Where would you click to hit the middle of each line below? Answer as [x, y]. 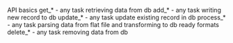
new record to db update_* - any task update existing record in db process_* [116, 17]
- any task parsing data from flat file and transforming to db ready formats [113, 25]
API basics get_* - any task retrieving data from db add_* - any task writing [114, 10]
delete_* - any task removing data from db [68, 32]
